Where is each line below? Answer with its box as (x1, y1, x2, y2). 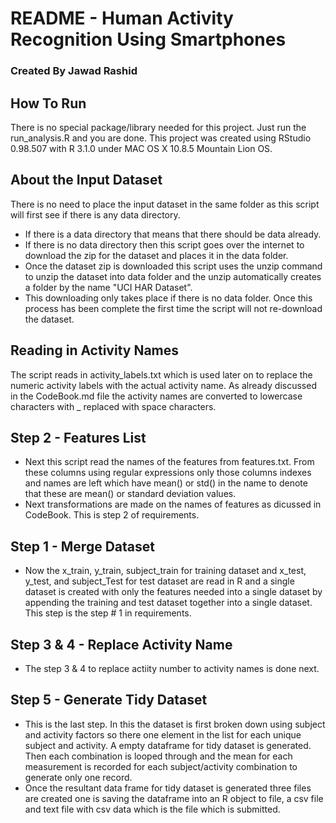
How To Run (10, 95, 87, 112)
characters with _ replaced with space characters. (10, 400, 217, 412)
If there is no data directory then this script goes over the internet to (24, 238, 305, 251)
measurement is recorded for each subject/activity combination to (24, 760, 298, 772)
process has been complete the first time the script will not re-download (24, 302, 323, 314)
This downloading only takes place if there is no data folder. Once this (24, 292, 313, 304)
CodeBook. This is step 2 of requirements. (24, 509, 200, 521)
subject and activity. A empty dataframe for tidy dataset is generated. (24, 739, 312, 751)
